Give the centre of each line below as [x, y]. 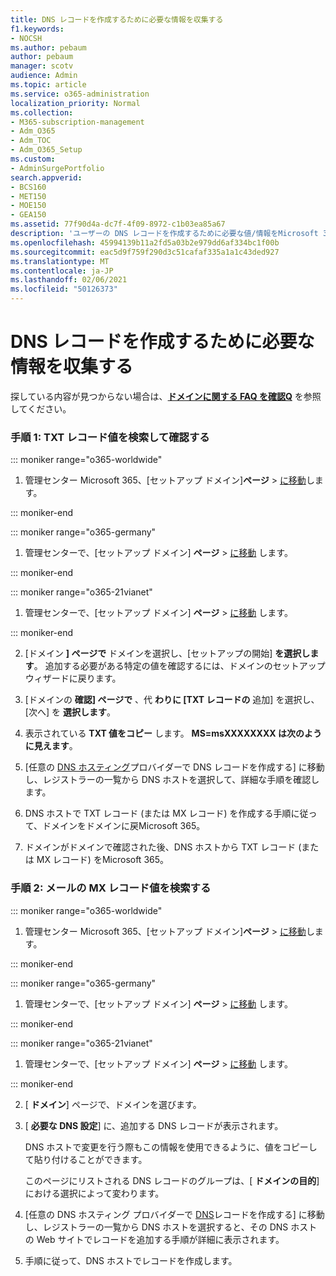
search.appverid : [46, 177]
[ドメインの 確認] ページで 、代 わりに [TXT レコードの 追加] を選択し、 [172, 700]
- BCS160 [28, 187]
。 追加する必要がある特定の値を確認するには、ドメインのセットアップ [179, 666]
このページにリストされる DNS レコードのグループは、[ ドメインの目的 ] [172, 1180]
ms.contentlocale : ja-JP [62, 271]
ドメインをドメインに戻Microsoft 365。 [124, 826]
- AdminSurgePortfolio [57, 168]
